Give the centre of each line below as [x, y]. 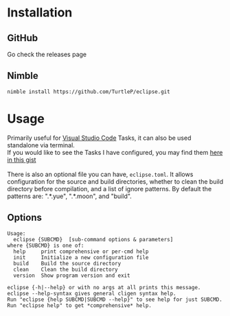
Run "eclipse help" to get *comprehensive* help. [80, 305]
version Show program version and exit [72, 276]
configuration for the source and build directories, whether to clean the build [115, 181]
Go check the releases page [47, 54]
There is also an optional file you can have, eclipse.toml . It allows [100, 174]
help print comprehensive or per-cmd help [81, 252]
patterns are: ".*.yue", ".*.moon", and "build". [69, 196]
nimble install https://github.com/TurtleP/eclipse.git [89, 92]
